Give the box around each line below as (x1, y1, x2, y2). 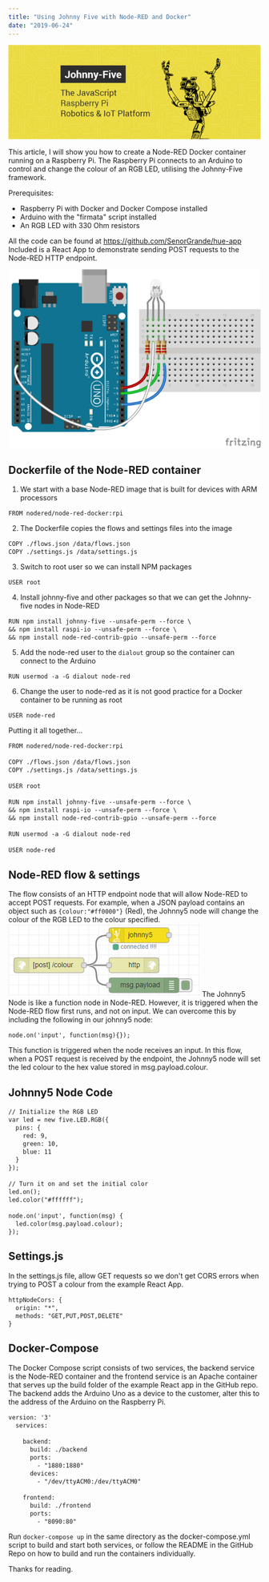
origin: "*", (15, 1303, 59, 1312)
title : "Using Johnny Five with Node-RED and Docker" (8, 13, 192, 21)
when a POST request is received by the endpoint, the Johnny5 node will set (8, 1054, 261, 1064)
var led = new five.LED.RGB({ (8, 1115, 110, 1124)
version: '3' (8, 1413, 52, 1421)
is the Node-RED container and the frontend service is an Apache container (8, 1371, 258, 1381)
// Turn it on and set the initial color (8, 1179, 149, 1188)
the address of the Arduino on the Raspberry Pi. (8, 1397, 167, 1407)
